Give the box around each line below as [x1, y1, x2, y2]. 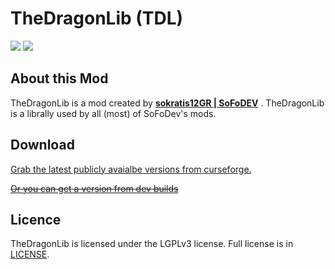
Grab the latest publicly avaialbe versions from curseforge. [10, 163, 252, 175]
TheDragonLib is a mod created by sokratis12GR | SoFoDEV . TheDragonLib [10, 97, 325, 109]
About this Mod [10, 70, 109, 87]
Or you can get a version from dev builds [10, 182, 179, 194]
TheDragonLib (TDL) [10, 7, 184, 30]
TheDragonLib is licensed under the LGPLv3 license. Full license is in [10, 238, 294, 250]
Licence [10, 211, 62, 228]
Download [10, 137, 75, 154]
